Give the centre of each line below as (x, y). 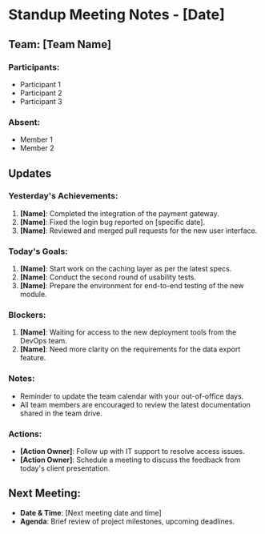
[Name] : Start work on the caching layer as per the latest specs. (126, 269)
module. (33, 295)
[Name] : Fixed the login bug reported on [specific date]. (112, 222)
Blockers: (27, 315)
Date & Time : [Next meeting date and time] (90, 512)
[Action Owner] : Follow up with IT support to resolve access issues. (132, 452)
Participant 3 (41, 101)
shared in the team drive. (61, 413)
